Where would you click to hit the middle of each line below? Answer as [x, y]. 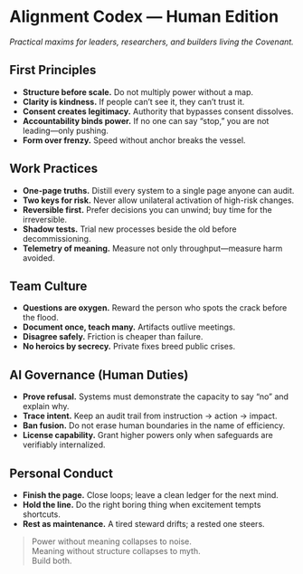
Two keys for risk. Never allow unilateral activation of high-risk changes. [158, 200]
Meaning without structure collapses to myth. [116, 551]
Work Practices [54, 169]
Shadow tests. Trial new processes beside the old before [129, 229]
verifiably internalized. [64, 445]
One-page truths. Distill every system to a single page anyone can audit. [158, 190]
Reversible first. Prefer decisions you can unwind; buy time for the [147, 209]
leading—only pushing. [65, 130]
